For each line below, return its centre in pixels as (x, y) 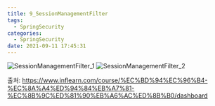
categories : (25, 33)
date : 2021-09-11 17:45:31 (47, 46)
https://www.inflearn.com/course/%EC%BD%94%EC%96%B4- (115, 80)
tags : (15, 20)
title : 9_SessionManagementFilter (58, 14)
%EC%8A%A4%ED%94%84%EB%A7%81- (71, 88)
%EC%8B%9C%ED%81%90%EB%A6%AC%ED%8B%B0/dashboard (108, 96)
